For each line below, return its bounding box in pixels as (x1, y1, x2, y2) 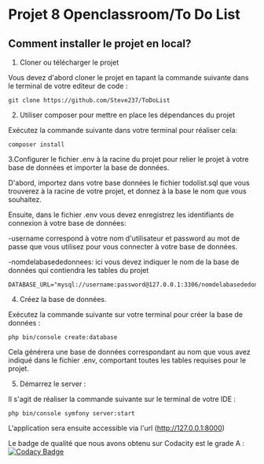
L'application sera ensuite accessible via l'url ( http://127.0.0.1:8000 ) (8, 423, 225, 433)
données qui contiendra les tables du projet (8, 266, 149, 274)
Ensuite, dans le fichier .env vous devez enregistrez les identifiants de (8, 210, 234, 219)
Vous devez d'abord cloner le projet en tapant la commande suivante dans (8, 73, 249, 82)
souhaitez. (8, 195, 42, 204)
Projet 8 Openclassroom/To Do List (8, 6, 241, 24)
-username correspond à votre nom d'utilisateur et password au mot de (8, 234, 240, 243)
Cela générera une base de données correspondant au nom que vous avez (8, 348, 251, 356)
